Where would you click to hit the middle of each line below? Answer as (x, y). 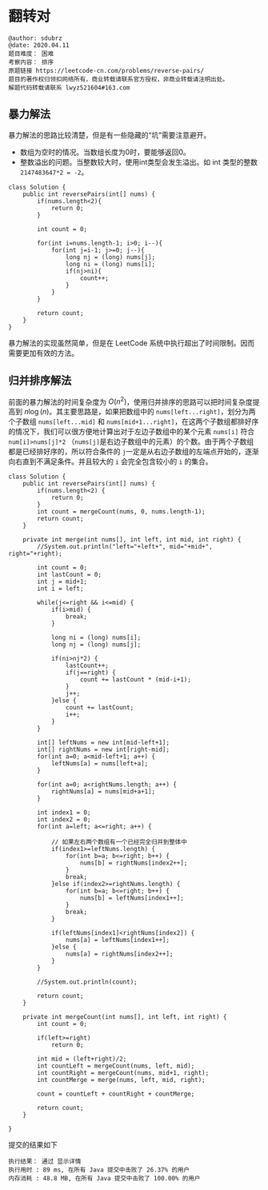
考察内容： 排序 (31, 62)
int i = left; (60, 589)
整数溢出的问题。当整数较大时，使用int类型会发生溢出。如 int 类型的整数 (139, 162)
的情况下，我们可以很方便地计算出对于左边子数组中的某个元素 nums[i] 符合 (131, 432)
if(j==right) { (90, 673)
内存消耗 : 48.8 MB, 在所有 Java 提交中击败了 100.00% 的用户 (104, 1179)
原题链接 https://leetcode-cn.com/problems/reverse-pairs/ (106, 70)
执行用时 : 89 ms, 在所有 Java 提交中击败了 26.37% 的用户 (99, 1170)
